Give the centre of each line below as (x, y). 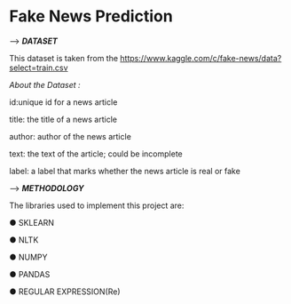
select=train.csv (39, 68)
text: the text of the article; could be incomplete (96, 154)
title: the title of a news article (63, 119)
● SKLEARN (32, 222)
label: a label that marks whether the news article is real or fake (125, 171)
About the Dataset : (45, 84)
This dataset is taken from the (63, 58)
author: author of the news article (70, 136)
